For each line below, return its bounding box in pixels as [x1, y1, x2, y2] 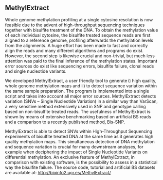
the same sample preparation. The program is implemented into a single [5, 88, 149, 94]
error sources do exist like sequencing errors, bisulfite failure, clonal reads [5, 63, 154, 69]
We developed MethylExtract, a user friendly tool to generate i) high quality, [5, 78, 157, 83]
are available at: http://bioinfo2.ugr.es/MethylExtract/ [5, 169, 111, 175]
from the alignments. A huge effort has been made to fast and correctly [5, 42, 148, 48]
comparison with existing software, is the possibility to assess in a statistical [5, 159, 158, 165]
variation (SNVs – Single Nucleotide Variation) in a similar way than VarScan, [5, 98, 158, 104]
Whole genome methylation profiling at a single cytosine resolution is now [5, 16, 153, 22]
